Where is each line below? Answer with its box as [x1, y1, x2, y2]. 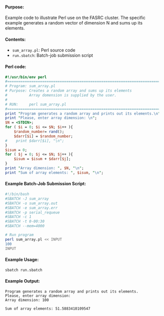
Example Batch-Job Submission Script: [5, 181, 86, 187]
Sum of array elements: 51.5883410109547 [5, 306, 91, 311]
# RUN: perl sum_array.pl [5, 102, 67, 107]
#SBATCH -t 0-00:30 [5, 219, 45, 224]
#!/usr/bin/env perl [5, 74, 47, 79]
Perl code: [5, 64, 26, 70]
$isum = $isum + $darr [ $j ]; [14, 157, 71, 162]
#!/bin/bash [5, 192, 29, 197]
